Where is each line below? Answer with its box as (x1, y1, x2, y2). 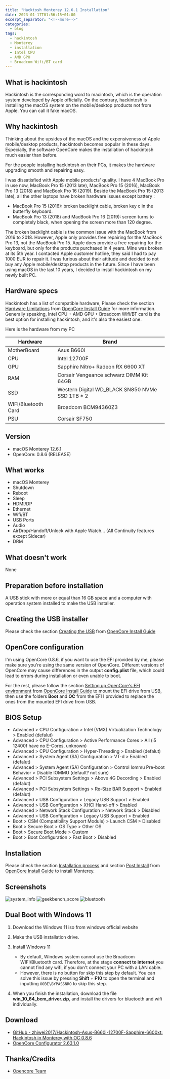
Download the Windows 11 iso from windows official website (12, 924, 138, 930)
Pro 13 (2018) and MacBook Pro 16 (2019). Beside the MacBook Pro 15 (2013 (5, 188, 164, 194)
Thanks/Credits (5, 1055, 56, 1063)
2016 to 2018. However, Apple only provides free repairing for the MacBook (5, 234, 162, 240)
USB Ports (12, 517, 34, 523)
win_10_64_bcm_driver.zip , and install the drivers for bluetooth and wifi (12, 995, 162, 1001)
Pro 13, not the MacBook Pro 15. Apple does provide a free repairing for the (5, 239, 162, 246)
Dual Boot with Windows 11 (5, 911, 92, 919)
